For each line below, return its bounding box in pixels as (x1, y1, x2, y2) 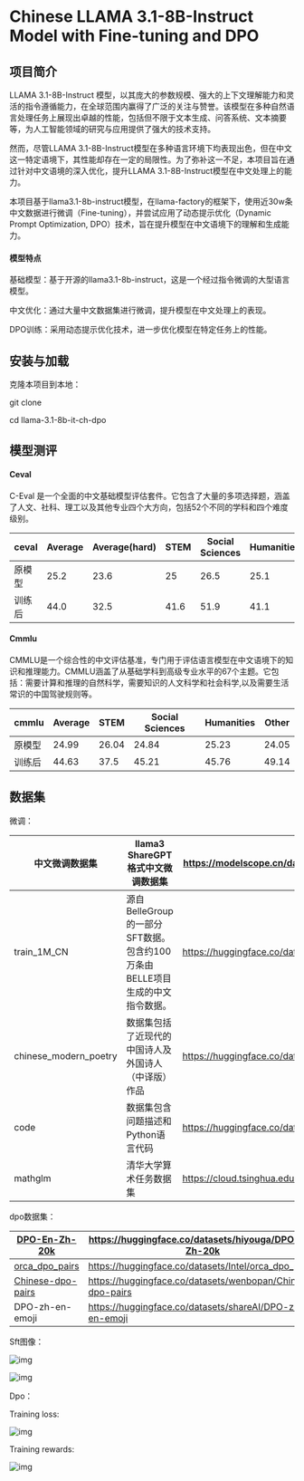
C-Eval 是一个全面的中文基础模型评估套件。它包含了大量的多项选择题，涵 (9, 490, 283, 501)
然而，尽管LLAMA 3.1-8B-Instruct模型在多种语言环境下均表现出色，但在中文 (9, 143, 292, 153)
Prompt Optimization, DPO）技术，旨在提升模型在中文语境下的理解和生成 (9, 219, 282, 229)
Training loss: (9, 1409, 60, 1419)
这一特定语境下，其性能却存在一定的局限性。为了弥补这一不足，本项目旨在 (9, 154, 287, 165)
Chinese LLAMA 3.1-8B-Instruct (9, 6, 254, 27)
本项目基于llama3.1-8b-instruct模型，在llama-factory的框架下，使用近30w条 (9, 197, 293, 207)
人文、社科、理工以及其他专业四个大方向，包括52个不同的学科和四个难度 (16, 501, 289, 513)
